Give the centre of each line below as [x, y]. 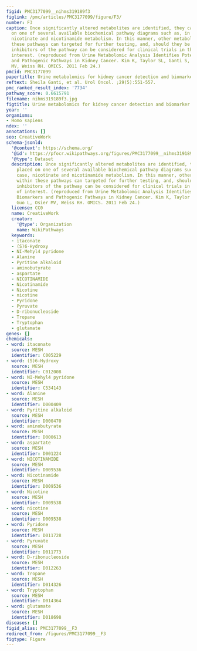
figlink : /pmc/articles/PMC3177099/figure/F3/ [64, 17]
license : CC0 [27, 208]
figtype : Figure [26, 639]
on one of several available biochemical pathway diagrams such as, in [101, 33]
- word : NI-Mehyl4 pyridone [40, 377]
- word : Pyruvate [27, 541]
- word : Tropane [26, 574]
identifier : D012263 [36, 568]
